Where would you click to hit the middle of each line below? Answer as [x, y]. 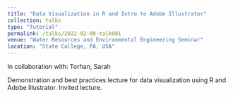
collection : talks [34, 20]
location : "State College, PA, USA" [61, 46]
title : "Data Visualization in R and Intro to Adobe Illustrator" [107, 14]
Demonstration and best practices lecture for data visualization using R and [117, 80]
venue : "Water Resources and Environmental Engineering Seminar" [105, 40]
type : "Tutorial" [33, 27]
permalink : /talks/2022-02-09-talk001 [64, 33]
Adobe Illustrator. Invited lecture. [55, 88]
